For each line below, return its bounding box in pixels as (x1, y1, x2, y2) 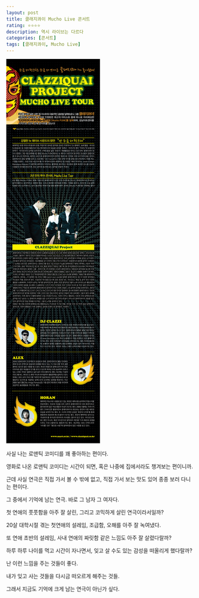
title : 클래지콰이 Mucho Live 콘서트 (6, 16, 91, 22)
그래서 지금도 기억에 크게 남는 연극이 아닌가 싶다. (6, 585, 120, 592)
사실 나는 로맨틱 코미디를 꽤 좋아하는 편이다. (6, 450, 109, 457)
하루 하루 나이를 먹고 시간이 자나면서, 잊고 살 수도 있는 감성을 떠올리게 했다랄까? (6, 547, 193, 554)
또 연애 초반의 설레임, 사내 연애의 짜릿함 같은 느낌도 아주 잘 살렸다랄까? (6, 534, 172, 541)
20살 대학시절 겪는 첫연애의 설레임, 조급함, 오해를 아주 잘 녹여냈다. (6, 522, 161, 528)
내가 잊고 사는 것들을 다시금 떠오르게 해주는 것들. (6, 573, 120, 579)
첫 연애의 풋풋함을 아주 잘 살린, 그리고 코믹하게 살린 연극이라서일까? (6, 508, 164, 516)
